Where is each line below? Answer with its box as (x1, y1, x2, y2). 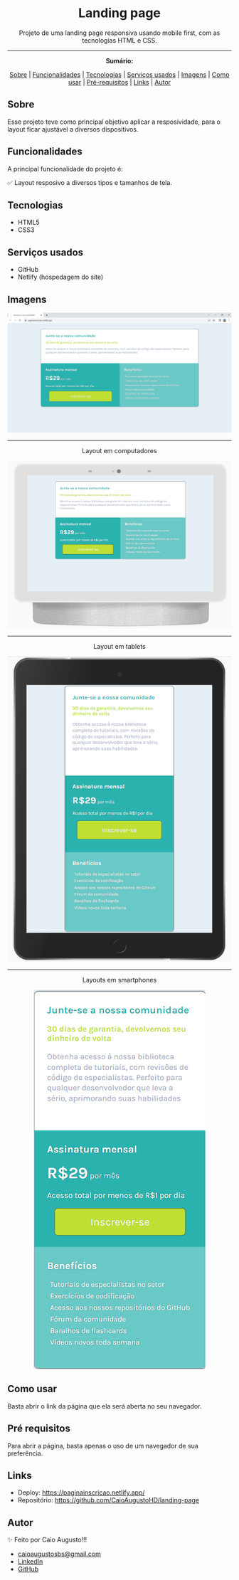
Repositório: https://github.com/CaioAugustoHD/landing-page (17, 1496, 199, 1505)
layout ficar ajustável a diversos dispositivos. (7, 124, 139, 133)
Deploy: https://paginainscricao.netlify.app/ (17, 1488, 145, 1497)
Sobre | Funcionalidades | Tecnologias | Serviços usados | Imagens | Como (9, 70, 230, 79)
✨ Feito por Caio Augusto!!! (7, 1535, 87, 1544)
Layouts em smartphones (82, 975, 157, 984)
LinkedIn (17, 1557, 43, 1566)
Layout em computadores (81, 447, 158, 455)
